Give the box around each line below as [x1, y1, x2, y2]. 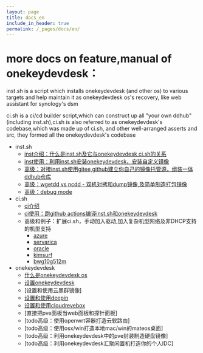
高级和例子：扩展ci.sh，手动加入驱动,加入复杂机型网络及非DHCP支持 [24, 218, 197, 225]
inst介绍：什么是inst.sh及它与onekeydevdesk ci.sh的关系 [24, 150, 167, 158]
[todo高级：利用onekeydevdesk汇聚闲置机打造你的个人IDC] [24, 340, 174, 347]
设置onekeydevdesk [24, 279, 75, 286]
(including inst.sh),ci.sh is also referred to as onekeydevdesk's [6, 118, 163, 126]
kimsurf [33, 252, 53, 259]
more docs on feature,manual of [6, 52, 172, 66]
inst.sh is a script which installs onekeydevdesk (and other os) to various [6, 87, 188, 95]
